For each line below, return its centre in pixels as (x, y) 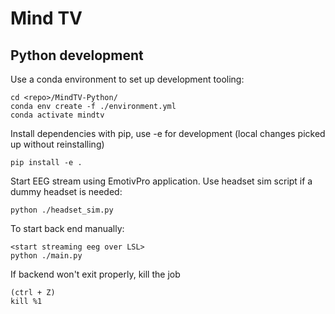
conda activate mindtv (57, 115)
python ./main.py (46, 256)
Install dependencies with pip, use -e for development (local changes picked (168, 133)
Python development (77, 55)
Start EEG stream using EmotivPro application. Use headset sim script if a (161, 181)
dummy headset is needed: (66, 191)
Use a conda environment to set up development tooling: (127, 79)
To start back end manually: (67, 228)
